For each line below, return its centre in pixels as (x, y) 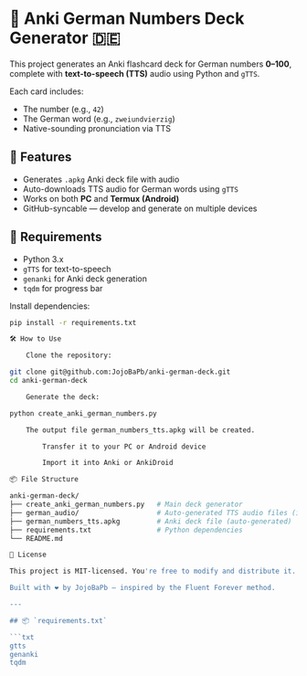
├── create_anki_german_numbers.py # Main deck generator (127, 505)
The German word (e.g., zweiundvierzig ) (99, 119)
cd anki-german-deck (49, 381)
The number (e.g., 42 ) (64, 109)
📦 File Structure (44, 480)
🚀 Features (41, 158)
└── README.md (37, 538)
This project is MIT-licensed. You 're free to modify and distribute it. (153, 571)
